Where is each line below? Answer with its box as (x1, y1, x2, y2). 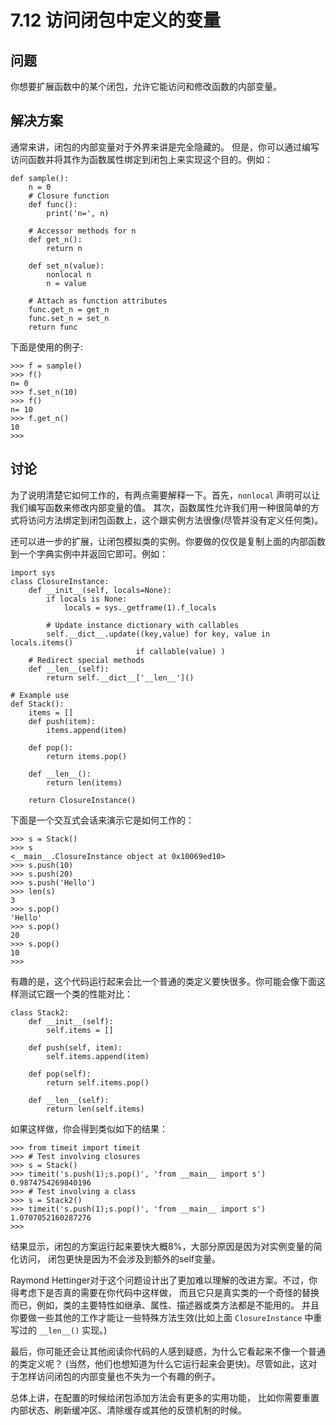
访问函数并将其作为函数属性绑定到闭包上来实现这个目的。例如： (10, 153, 273, 165)
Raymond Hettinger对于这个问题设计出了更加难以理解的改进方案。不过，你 (10, 1274, 318, 1286)
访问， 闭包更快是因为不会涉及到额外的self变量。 (18, 1252, 222, 1265)
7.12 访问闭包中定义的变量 (10, 9, 221, 32)
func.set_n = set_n (28, 313, 110, 323)
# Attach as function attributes (28, 296, 168, 306)
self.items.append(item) (46, 1051, 150, 1061)
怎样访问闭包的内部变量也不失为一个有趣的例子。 (18, 1370, 221, 1382)
